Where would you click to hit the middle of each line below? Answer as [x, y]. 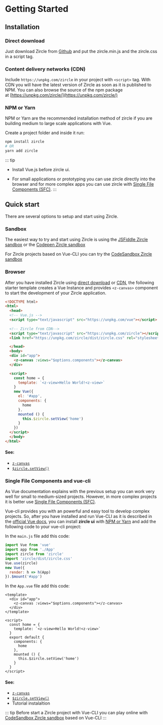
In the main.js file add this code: [37, 536]
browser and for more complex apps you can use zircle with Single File [83, 184]
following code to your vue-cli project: [43, 527]
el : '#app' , [30, 396]
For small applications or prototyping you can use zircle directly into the [84, 179]
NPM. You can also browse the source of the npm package [64, 90]
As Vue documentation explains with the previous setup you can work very [80, 492]
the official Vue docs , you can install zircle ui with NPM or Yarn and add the [81, 522]
